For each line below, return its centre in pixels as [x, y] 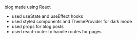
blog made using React [28, 7]
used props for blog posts [38, 26]
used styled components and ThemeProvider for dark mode [72, 21]
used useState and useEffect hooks [47, 16]
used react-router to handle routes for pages [57, 32]
